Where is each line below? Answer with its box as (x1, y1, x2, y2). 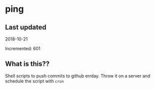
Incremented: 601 (5, 46, 41, 51)
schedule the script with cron (5, 78, 64, 84)
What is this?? (5, 60, 50, 68)
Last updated (5, 23, 47, 31)
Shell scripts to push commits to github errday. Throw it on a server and (5, 73, 151, 79)
